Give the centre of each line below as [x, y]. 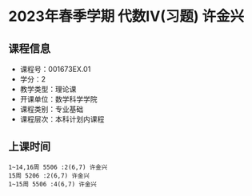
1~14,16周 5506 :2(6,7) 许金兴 [58, 167]
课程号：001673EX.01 [55, 69]
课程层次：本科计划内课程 [62, 119]
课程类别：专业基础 [52, 109]
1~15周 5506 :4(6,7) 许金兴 [53, 184]
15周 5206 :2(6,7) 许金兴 [49, 176]
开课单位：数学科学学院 [58, 99]
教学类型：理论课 [48, 89]
